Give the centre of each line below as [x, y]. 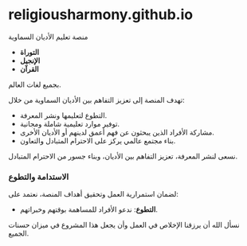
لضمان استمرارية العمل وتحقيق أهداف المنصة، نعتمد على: [94, 194]
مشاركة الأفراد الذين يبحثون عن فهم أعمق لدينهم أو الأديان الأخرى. [117, 132]
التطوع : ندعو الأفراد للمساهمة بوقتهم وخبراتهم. [88, 209]
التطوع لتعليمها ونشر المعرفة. [63, 115]
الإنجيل [30, 61]
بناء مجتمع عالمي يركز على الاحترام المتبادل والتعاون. [98, 140]
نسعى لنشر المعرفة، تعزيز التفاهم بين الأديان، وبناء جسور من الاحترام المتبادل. [123, 156]
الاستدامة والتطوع [39, 177]
